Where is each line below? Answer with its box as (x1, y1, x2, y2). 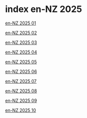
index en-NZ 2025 (5, 3, 83, 15)
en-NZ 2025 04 (5, 49, 37, 55)
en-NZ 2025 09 (5, 97, 37, 103)
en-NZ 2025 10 (5, 107, 36, 113)
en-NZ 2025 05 (5, 58, 37, 64)
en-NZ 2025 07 (5, 78, 37, 84)
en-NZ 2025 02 (5, 29, 37, 35)
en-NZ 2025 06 (5, 68, 37, 74)
